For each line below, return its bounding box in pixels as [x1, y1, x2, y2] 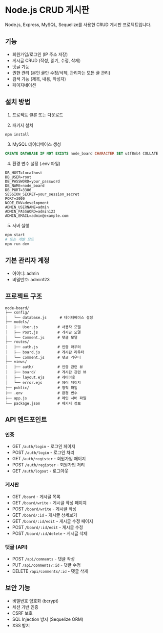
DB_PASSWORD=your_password [5, 179, 60, 184]
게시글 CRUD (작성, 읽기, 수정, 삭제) [12, 57, 81, 63]
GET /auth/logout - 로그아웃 [12, 468, 69, 474]
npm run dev [5, 241, 29, 247]
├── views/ [5, 359, 27, 364]
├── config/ [5, 310, 29, 315]
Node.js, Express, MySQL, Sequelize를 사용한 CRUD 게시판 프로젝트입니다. [5, 22, 152, 27]
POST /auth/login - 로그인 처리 [12, 449, 75, 455]
